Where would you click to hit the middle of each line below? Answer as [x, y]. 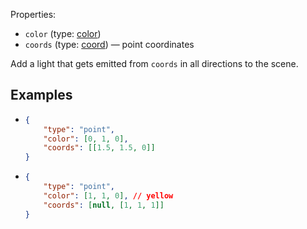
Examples [41, 95]
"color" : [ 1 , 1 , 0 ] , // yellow [108, 195]
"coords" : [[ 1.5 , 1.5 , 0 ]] [99, 148]
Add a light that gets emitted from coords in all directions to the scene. [154, 63]
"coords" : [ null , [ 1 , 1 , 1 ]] [104, 205]
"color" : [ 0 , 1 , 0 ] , [86, 139]
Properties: [33, 14]
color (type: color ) [63, 33]
